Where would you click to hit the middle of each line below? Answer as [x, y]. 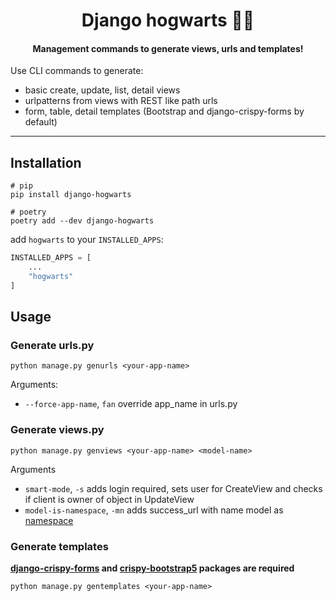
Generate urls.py [52, 346]
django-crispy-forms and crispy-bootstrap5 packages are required [152, 568]
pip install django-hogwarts [71, 195]
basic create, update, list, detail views [102, 90]
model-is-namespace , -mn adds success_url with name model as [154, 510]
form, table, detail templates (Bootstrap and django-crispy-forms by [164, 111]
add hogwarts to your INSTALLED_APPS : [87, 240]
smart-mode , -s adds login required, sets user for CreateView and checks [173, 488]
